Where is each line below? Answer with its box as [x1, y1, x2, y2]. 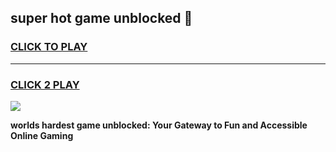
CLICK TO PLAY [10, 40, 88, 54]
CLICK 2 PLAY [10, 77, 80, 91]
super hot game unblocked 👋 [10, 10, 193, 27]
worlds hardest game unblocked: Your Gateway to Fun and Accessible [10, 119, 308, 131]
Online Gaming [10, 129, 74, 141]
